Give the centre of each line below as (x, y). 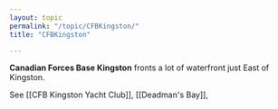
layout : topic (36, 18)
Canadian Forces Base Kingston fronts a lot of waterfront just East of (139, 68)
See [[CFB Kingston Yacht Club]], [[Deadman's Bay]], (109, 95)
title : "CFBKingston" (50, 34)
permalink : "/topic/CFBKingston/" (75, 26)
